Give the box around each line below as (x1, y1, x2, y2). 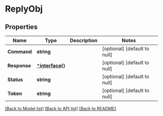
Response (7, 62, 32, 69)
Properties (5, 23, 38, 31)
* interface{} (36, 62, 65, 69)
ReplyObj (5, 3, 43, 15)
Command (7, 49, 33, 55)
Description (69, 37, 98, 44)
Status (7, 76, 23, 83)
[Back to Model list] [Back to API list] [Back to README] (5, 106, 116, 111)
